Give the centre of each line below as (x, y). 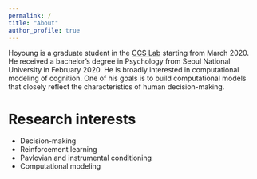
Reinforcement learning (58, 150)
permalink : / (30, 16)
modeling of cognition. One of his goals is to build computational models (127, 78)
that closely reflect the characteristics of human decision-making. (117, 87)
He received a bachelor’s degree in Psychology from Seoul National (119, 61)
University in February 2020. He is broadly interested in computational (124, 70)
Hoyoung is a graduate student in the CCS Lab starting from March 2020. (129, 53)
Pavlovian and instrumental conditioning (86, 158)
